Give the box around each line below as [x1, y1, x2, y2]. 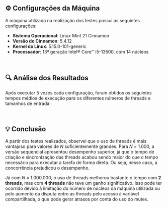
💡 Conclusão [5, 125, 46, 133]
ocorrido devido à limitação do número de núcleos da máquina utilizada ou [5, 185, 160, 191]
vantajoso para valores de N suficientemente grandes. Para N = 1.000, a [5, 143, 154, 149]
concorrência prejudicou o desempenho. [5, 165, 90, 171]
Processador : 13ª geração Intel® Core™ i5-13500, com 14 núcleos [12, 48, 149, 55]
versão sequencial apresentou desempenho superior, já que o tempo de [5, 149, 154, 155]
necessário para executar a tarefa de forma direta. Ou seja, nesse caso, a [5, 160, 157, 166]
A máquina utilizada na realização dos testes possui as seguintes [5, 17, 140, 23]
